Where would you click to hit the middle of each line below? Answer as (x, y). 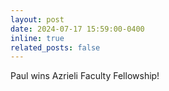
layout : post (37, 19)
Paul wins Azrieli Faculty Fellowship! (85, 76)
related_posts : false (55, 47)
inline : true (37, 38)
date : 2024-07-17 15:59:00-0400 (77, 29)
